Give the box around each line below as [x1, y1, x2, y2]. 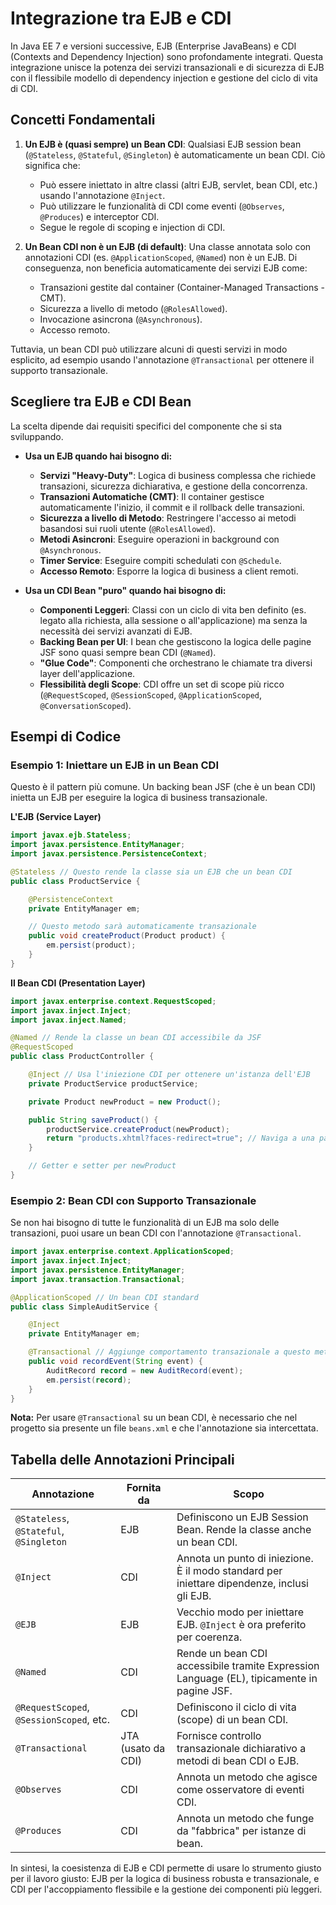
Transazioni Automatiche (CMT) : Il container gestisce [39, 490, 265, 502]
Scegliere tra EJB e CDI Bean [10, 393, 192, 411]
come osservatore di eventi [176, 1783, 305, 1797]
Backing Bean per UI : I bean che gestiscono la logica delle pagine [39, 635, 312, 647]
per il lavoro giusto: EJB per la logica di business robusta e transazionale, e [10, 1873, 320, 1885]
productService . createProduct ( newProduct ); [46, 1124, 230, 1134]
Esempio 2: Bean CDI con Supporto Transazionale [10, 1193, 257, 1207]
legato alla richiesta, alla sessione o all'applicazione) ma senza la [39, 614, 308, 626]
